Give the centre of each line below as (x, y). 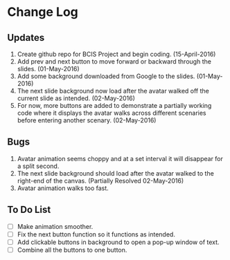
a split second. (38, 166)
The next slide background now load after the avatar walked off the (113, 91)
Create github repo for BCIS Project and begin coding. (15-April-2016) (116, 54)
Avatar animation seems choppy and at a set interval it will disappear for (120, 158)
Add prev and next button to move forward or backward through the (114, 62)
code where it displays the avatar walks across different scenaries (112, 113)
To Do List (29, 210)
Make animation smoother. (55, 226)
